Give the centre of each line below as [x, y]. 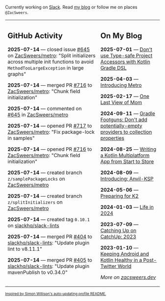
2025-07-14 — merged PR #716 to [50, 85]
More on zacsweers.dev [128, 277]
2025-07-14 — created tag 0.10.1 [49, 219]
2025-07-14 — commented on [45, 108]
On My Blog [121, 35]
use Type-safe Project [126, 55]
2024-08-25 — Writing [128, 149]
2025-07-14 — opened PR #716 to [50, 149]
